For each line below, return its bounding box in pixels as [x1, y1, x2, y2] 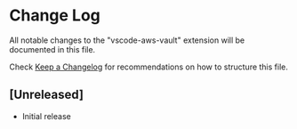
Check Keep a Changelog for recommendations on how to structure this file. [9, 61, 289, 72]
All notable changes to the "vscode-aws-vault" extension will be [9, 35, 245, 45]
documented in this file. [9, 44, 96, 54]
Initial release [21, 110, 71, 121]
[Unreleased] [9, 87, 84, 102]
